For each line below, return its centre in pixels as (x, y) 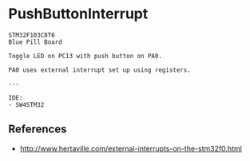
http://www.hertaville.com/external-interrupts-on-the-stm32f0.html (131, 148)
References (38, 130)
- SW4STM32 (26, 104)
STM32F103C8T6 (32, 35)
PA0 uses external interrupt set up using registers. (100, 70)
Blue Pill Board (35, 42)
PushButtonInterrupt (78, 14)
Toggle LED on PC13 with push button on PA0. (85, 56)
